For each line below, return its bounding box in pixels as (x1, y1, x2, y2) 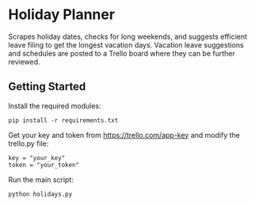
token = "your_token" (8, 161, 80, 169)
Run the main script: (8, 174, 74, 184)
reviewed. (8, 57, 41, 67)
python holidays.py (8, 190, 73, 198)
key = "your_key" (8, 154, 66, 162)
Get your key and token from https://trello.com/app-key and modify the (8, 130, 240, 139)
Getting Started (8, 80, 86, 93)
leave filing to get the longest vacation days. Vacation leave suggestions (8, 40, 244, 49)
